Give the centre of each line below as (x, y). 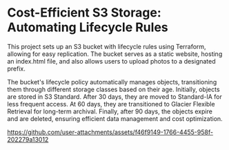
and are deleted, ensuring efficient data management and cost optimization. (115, 118)
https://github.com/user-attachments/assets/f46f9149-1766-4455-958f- (110, 132)
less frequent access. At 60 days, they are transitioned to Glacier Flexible (111, 104)
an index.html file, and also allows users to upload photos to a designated (111, 61)
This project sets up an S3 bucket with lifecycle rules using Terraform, (107, 46)
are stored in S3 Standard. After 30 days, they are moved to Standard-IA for (114, 96)
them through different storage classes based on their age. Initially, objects (113, 89)
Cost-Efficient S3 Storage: (84, 13)
